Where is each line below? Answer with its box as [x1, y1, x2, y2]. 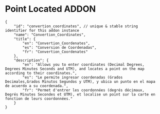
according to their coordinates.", [5, 71, 77, 76]
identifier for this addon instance [5, 28, 79, 33]
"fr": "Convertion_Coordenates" [22, 49, 89, 54]
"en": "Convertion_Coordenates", [22, 40, 90, 46]
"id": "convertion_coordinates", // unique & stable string [14, 23, 138, 29]
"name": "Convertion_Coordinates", [14, 32, 86, 37]
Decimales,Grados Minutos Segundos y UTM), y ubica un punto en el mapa [5, 79, 156, 84]
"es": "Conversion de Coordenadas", [22, 45, 97, 50]
